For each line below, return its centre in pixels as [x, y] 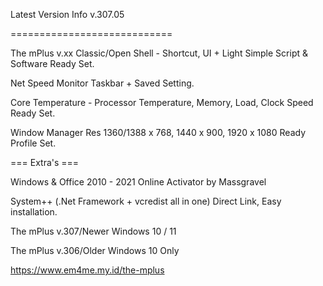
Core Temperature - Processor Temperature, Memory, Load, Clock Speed [162, 102]
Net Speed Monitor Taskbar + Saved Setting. [102, 83]
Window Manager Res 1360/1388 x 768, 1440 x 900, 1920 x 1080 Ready [158, 132]
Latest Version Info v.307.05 [67, 14]
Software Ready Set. [52, 63]
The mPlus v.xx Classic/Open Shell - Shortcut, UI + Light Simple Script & [159, 53]
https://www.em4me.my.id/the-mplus [87, 270]
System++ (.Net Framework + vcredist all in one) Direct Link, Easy [146, 201]
